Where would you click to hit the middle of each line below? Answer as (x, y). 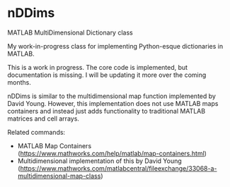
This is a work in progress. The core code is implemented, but (98, 67)
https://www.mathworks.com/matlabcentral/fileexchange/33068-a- (119, 168)
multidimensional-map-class (59, 176)
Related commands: (36, 132)
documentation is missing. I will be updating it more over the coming (107, 75)
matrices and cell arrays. (44, 119)
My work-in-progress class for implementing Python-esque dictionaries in (115, 46)
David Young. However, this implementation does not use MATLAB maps (113, 103)
